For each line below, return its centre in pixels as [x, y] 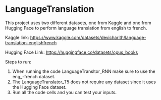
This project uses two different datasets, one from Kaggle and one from [78, 23]
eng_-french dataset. [34, 76]
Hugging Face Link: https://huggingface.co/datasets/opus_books [72, 52]
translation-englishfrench [31, 42]
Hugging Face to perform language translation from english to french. [76, 28]
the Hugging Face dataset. [39, 87]
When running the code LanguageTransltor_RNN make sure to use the [84, 71]
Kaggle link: [17, 37]
